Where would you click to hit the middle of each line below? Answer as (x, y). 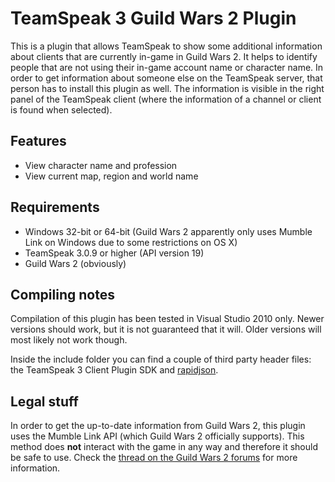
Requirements (55, 207)
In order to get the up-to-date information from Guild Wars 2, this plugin (158, 426)
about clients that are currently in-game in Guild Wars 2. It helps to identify (164, 56)
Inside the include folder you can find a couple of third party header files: (161, 359)
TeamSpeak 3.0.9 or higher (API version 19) (114, 253)
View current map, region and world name (111, 176)
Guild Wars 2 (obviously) (75, 263)
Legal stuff (44, 401)
